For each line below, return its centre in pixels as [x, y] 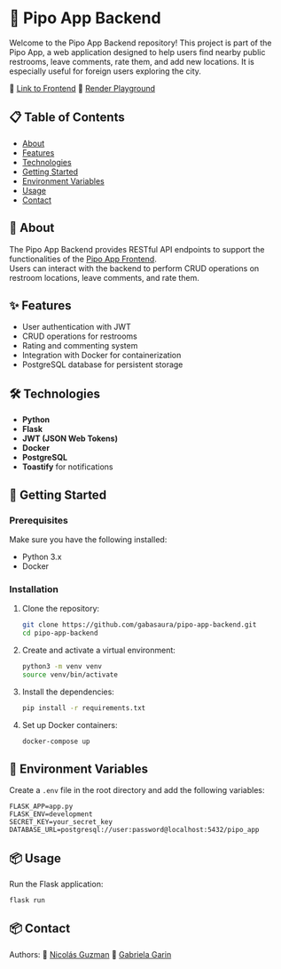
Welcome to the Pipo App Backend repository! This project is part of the [140, 43]
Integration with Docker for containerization [101, 356]
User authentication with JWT [76, 327]
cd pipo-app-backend [60, 633]
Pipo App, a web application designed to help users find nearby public [137, 52]
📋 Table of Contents [67, 118]
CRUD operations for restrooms [79, 336]
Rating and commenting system [80, 346]
